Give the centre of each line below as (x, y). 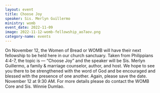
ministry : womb (20, 23)
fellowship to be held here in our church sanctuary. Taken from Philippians (79, 55)
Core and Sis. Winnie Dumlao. (35, 86)
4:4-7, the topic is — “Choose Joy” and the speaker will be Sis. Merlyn (75, 61)
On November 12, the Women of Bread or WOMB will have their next (73, 50)
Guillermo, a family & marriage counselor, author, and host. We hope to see (80, 65)
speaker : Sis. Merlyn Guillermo (38, 18)
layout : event (19, 9)
